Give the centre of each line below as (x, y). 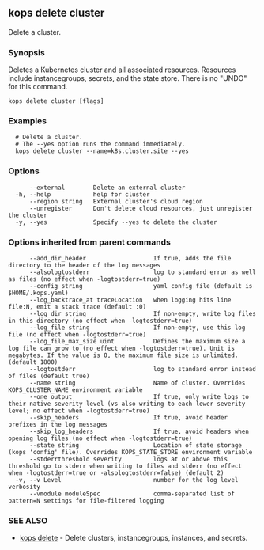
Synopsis (26, 52)
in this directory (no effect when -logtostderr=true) (100, 321)
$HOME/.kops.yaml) (38, 293)
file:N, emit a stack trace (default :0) (77, 307)
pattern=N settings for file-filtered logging (86, 501)
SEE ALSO (28, 520)
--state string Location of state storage (136, 446)
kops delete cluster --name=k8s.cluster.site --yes (102, 151)
